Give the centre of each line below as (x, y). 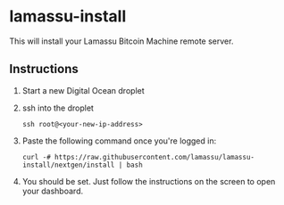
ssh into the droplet (58, 108)
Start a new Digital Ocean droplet (83, 90)
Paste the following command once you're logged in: (119, 141)
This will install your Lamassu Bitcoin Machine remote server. (121, 41)
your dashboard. (52, 191)
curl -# (36, 157)
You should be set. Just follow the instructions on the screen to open (149, 181)
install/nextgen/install (68, 165)
